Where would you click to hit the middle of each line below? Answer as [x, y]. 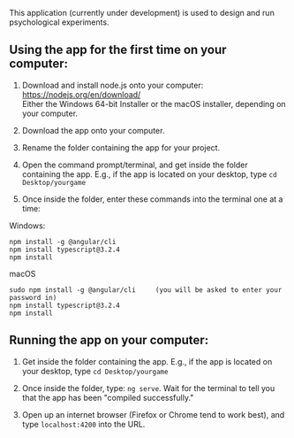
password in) [33, 297]
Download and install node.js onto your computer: [113, 85]
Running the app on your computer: [109, 340]
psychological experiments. [59, 22]
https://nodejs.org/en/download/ [81, 94]
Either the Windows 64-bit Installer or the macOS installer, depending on [154, 104]
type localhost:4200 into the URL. [83, 424]
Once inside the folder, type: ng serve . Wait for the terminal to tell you [148, 388]
